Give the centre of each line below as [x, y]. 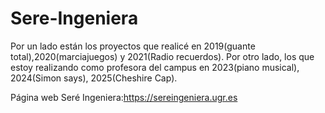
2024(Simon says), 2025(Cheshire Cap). [94, 78]
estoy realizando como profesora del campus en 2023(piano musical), [155, 67]
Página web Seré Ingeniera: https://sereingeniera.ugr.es [124, 97]
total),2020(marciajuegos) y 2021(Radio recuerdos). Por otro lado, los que [162, 56]
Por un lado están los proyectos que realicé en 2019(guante [133, 46]
